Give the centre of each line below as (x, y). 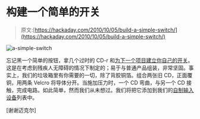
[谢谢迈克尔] (21, 110)
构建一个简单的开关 (53, 12)
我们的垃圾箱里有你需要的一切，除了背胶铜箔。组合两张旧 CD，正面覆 (107, 75)
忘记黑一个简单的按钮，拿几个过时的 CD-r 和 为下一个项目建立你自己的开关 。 (100, 60)
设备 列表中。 (22, 97)
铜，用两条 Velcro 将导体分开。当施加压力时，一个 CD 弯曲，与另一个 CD (96, 82)
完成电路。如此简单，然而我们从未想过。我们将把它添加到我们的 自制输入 (105, 90)
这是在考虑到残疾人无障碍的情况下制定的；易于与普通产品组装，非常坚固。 (97, 68)
